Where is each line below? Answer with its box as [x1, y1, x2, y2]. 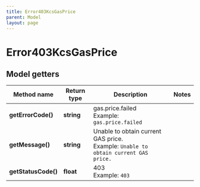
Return [65, 87, 85, 95]
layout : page [6, 20, 39, 26]
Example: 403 [93, 171, 130, 179]
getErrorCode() [9, 111, 54, 119]
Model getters [6, 69, 60, 79]
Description [113, 91, 148, 99]
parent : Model [6, 14, 42, 20]
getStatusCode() [9, 167, 58, 176]
